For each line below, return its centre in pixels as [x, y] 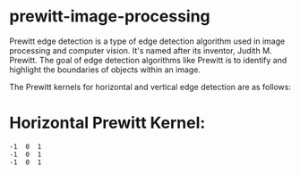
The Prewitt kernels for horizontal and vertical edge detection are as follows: [150, 87]
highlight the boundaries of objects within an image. [105, 70]
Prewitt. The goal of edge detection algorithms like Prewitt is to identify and [148, 60]
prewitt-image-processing [110, 17]
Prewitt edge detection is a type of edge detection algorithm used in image [147, 41]
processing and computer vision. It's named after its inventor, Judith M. [141, 50]
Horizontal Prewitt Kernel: [107, 123]
